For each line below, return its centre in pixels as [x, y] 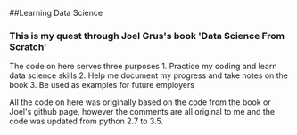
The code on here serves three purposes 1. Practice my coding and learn [143, 67]
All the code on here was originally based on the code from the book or [140, 102]
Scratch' [28, 46]
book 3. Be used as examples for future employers [102, 85]
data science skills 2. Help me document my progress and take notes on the [148, 75]
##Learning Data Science [56, 13]
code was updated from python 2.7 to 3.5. [86, 121]
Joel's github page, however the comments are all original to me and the [142, 112]
